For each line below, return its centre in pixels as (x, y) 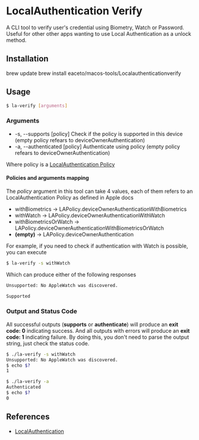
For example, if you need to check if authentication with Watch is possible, (97, 246)
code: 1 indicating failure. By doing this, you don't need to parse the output (98, 337)
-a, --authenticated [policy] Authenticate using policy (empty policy (97, 146)
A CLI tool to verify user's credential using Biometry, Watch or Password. (95, 27)
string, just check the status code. (48, 343)
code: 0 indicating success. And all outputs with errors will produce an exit (98, 330)
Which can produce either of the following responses (71, 274)
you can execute (26, 252)
